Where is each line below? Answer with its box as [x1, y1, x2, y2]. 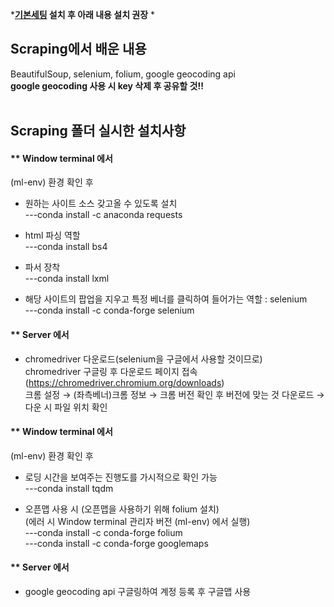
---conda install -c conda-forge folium [24, 526, 183, 538]
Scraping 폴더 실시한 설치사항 [10, 123, 187, 140]
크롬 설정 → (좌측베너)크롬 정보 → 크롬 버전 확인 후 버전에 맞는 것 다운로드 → [24, 388, 325, 400]
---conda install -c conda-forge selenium [24, 304, 195, 317]
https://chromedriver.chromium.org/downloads [28, 376, 222, 388]
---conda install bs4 [24, 241, 108, 253]
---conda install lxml [24, 273, 110, 285]
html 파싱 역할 [24, 229, 81, 242]
